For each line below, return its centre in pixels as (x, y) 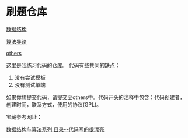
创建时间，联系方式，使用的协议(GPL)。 (54, 104)
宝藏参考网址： (24, 116)
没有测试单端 (30, 84)
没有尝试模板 (30, 77)
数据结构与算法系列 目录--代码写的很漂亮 (55, 129)
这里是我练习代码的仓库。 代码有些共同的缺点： (63, 65)
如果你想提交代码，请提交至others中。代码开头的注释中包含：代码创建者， (96, 97)
